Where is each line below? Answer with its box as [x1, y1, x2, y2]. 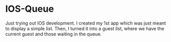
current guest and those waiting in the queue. [5, 31, 102, 37]
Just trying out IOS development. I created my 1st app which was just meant [5, 20, 166, 26]
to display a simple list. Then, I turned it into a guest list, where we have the [5, 25, 164, 31]
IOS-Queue [5, 3, 54, 15]
